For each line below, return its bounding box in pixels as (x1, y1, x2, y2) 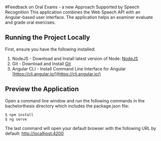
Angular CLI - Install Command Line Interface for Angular (12, 66, 126, 71)
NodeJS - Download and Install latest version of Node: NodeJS (12, 56, 138, 61)
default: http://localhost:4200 (5, 130, 64, 137)
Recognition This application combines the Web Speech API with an (5, 9, 141, 15)
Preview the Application (5, 85, 79, 93)
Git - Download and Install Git (12, 60, 71, 67)
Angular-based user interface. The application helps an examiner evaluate (5, 14, 153, 20)
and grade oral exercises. (5, 19, 56, 25)
